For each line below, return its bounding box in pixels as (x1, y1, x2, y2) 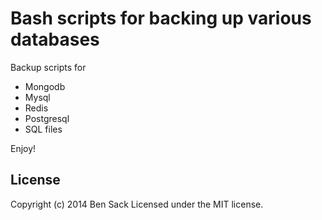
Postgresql (24, 112, 70, 124)
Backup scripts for (10, 61, 87, 73)
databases (10, 28, 100, 51)
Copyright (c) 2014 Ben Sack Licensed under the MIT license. (10, 198, 264, 210)
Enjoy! (10, 142, 37, 154)
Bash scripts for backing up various (10, 7, 312, 30)
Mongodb (24, 80, 66, 92)
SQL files (24, 123, 63, 135)
